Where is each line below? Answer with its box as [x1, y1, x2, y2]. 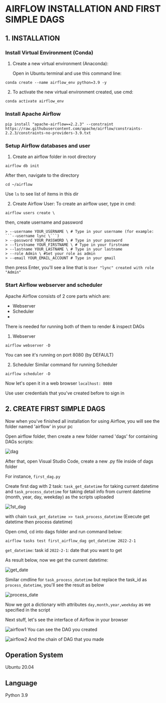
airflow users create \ [5, 211, 55, 216]
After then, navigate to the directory [5, 172, 79, 178]
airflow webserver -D [5, 343, 51, 348]
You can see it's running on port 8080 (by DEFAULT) [5, 351, 114, 358]
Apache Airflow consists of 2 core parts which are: [5, 293, 111, 299]
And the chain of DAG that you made [28, 636, 104, 642]
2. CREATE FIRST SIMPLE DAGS [5, 405, 106, 413]
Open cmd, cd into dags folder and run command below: [5, 528, 122, 534]
